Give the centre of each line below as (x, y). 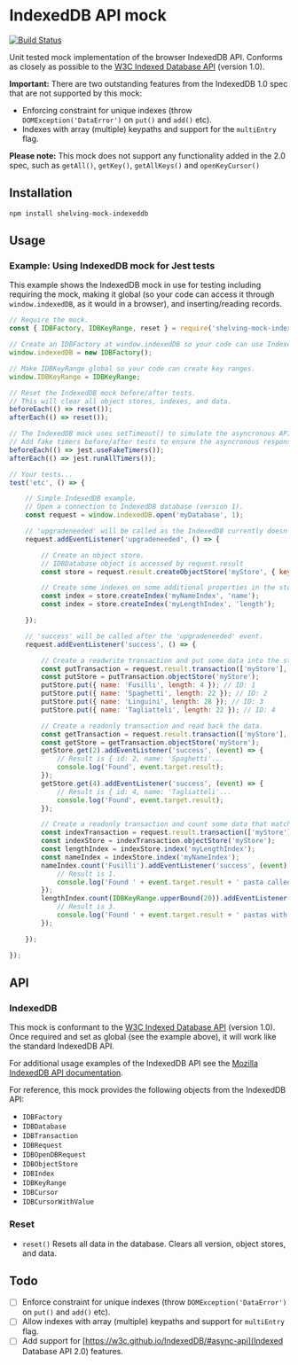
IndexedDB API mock (88, 16)
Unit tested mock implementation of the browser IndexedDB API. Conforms (146, 57)
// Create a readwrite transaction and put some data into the (160, 660)
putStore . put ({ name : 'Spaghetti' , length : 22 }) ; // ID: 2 (154, 694)
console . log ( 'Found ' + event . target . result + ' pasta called (174, 882)
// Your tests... (41, 474)
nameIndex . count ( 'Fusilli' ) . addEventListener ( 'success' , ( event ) (165, 865)
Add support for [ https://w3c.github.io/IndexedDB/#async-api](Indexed (153, 1341)
